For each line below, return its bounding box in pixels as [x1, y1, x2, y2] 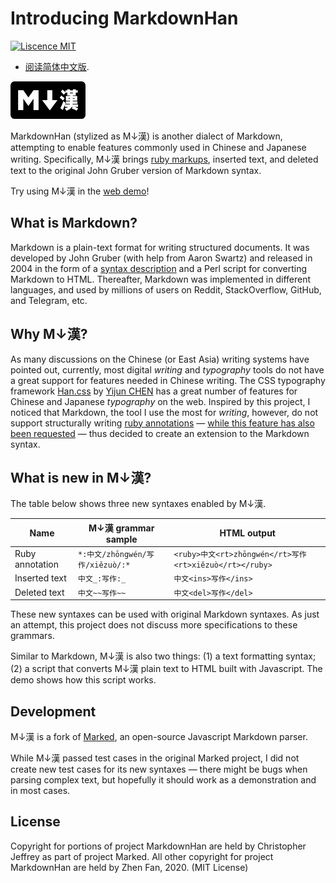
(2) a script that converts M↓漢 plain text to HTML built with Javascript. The [10, 663, 323, 675]
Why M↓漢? [10, 326, 88, 343]
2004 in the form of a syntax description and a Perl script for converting [10, 262, 308, 274]
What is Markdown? [10, 215, 138, 232]
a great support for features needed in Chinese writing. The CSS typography [10, 374, 326, 386]
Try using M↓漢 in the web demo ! [10, 185, 150, 197]
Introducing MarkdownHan [10, 7, 239, 30]
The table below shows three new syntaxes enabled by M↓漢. [10, 498, 267, 510]
